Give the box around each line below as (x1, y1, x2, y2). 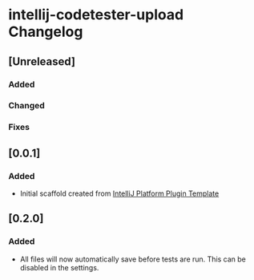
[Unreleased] (8, 55, 76, 68)
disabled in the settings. (19, 262, 99, 272)
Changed (8, 100, 46, 112)
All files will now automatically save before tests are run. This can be (19, 254, 247, 264)
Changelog (8, 22, 83, 41)
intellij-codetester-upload (8, 6, 184, 24)
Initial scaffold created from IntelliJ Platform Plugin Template (19, 189, 220, 198)
